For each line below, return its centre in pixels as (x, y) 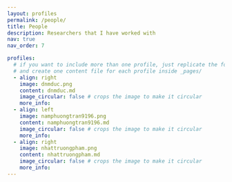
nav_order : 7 (26, 46)
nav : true (21, 39)
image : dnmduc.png (46, 84)
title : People (28, 26)
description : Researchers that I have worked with (81, 33)
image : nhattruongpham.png (58, 148)
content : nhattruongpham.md (60, 155)
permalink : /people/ (37, 20)
